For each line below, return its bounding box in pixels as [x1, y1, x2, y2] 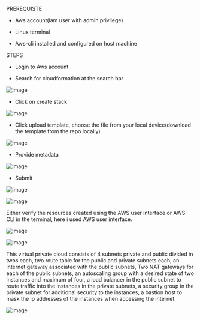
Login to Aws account [14, 63, 69, 70]
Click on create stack [14, 98, 68, 105]
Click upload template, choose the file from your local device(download [14, 121, 192, 128]
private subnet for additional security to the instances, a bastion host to [6, 289, 183, 296]
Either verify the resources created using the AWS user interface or [6, 210, 172, 216]
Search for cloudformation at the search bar [14, 75, 124, 82]
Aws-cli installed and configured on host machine [14, 40, 138, 47]
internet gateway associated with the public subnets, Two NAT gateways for [6, 264, 194, 270]
